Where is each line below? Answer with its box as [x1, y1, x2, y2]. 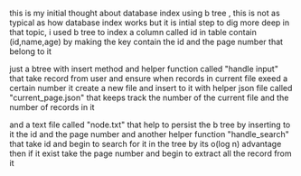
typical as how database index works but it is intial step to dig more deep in [9, 17, 290, 28]
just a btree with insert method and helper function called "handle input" [9, 63, 278, 74]
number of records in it [9, 102, 95, 112]
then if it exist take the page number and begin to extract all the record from [9, 148, 292, 159]
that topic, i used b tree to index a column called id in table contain [9, 27, 258, 37]
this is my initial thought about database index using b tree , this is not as [9, 8, 280, 18]
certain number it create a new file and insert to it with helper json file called [9, 83, 293, 93]
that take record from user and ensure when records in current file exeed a [9, 73, 288, 84]
